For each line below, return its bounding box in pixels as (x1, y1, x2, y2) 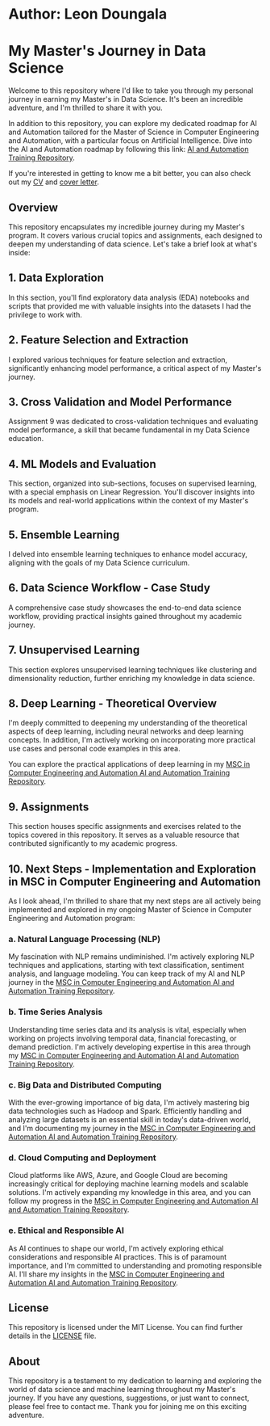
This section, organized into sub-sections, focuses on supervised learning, (8, 478, 257, 489)
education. (8, 434, 44, 444)
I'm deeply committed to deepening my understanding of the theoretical (8, 718, 247, 728)
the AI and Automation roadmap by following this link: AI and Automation (8, 145, 249, 154)
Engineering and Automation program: (8, 914, 135, 923)
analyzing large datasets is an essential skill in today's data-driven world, (8, 1114, 251, 1124)
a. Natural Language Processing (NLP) (8, 933, 161, 944)
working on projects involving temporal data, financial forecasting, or (8, 1033, 237, 1043)
